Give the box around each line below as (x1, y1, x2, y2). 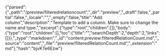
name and (5, 25, 26, 31)
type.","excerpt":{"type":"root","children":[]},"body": (26, 25, 132, 31)
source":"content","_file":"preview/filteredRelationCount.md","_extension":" (5, 40, 158, 46)
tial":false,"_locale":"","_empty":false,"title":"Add (5, 15, 102, 20)
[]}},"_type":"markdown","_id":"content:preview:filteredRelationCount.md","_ (5, 35, 159, 41)
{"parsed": (5, 4, 27, 10)
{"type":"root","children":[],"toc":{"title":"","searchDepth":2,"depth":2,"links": (5, 30, 160, 36)
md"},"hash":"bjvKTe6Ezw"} (5, 46, 63, 51)
